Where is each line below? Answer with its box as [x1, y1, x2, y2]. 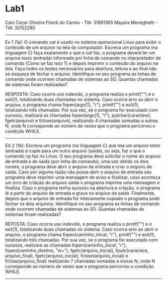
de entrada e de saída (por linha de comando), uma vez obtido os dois [5, 158, 149, 164]
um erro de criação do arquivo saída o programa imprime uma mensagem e [5, 179, 160, 185]
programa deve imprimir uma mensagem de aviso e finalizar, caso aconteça [5, 174, 161, 180]
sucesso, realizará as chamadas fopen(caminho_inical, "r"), [5, 242, 127, 248]
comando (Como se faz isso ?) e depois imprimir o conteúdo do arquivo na [5, 60, 158, 66]
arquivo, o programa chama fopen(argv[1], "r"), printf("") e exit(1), [5, 102, 140, 108]
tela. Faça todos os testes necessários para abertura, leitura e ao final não [5, 65, 157, 71]
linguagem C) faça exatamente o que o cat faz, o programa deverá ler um [5, 49, 156, 55]
